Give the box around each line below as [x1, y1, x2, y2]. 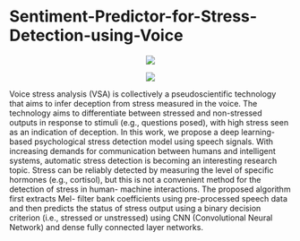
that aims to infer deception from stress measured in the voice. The [9, 98, 258, 108]
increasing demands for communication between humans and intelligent [9, 145, 276, 156]
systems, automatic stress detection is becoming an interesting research [9, 155, 278, 166]
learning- [241, 126, 276, 137]
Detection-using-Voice [9, 25, 184, 46]
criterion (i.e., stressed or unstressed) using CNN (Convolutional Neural [9, 212, 273, 223]
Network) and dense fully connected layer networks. [9, 221, 204, 232]
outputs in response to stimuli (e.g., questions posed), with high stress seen [9, 116, 289, 127]
